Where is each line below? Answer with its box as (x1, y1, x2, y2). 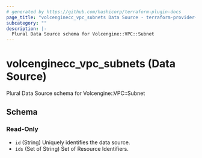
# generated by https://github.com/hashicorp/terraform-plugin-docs (6, 8, 182, 15)
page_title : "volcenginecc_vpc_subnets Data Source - (6, 14, 144, 20)
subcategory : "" (6, 20, 47, 26)
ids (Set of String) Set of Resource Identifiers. (14, 145, 129, 152)
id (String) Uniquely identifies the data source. (14, 139, 130, 146)
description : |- (6, 25, 47, 32)
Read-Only (6, 125, 39, 133)
